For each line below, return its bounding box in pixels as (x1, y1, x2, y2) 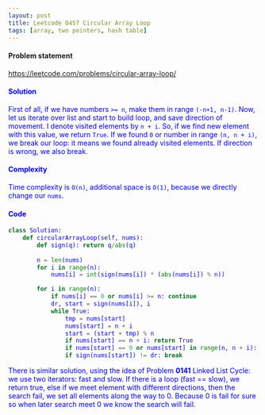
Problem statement (8, 51, 73, 60)
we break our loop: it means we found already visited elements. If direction (8, 138, 252, 148)
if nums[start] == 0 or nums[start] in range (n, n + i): (64, 344, 258, 352)
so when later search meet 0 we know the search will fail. (8, 400, 196, 409)
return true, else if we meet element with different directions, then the (8, 382, 236, 393)
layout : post (8, 11, 52, 20)
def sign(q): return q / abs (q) (36, 241, 136, 249)
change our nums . (8, 190, 64, 200)
